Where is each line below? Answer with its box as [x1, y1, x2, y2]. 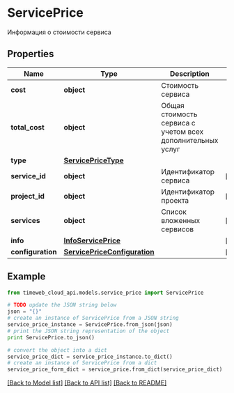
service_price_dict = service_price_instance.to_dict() [7, 353, 173, 360]
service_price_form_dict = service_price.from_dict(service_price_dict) [7, 366, 223, 373]
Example [7, 270, 46, 283]
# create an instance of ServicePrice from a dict [7, 360, 157, 367]
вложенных [161, 215, 201, 225]
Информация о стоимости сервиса [7, 28, 111, 36]
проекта [161, 195, 189, 205]
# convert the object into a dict [7, 346, 108, 353]
